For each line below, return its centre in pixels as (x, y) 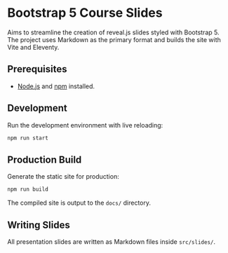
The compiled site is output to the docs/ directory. (79, 203)
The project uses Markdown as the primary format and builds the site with (114, 39)
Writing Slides (39, 225)
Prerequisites (37, 69)
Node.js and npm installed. (56, 86)
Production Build (45, 159)
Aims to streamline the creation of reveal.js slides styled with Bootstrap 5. (113, 32)
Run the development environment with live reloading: (85, 125)
